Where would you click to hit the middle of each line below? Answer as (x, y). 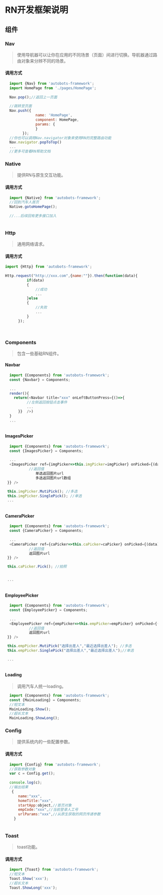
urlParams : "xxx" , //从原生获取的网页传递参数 (59, 814)
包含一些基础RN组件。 (39, 353)
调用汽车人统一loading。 (41, 686)
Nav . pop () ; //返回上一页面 (33, 97)
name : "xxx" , (30, 796)
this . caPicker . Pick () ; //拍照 (37, 567)
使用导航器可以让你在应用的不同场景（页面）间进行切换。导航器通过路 (87, 55)
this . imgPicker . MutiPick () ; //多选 (42, 491)
